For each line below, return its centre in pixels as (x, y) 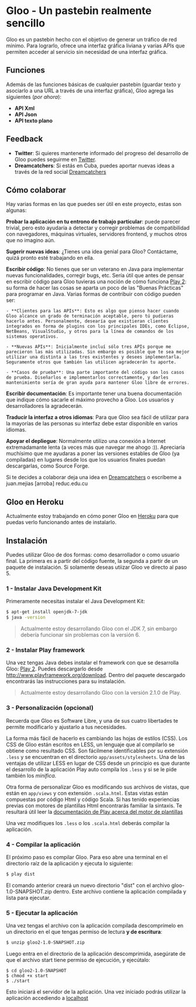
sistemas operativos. (32, 337)
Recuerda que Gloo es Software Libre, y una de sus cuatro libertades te (92, 720)
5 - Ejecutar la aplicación (42, 913)
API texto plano (33, 121)
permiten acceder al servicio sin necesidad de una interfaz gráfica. (87, 51)
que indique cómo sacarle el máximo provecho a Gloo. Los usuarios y (90, 400)
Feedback (25, 139)
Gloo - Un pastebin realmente (79, 11)
